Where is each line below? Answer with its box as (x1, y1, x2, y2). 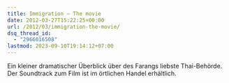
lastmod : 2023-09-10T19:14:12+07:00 (7, 43, 114, 50)
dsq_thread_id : (7, 29, 52, 37)
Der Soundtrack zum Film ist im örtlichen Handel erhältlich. (7, 69, 177, 77)
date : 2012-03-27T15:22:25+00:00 (7, 17, 105, 24)
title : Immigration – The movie (7, 10, 101, 17)
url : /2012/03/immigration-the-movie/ (7, 23, 120, 30)
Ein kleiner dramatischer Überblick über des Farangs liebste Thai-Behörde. (7, 62, 223, 70)
